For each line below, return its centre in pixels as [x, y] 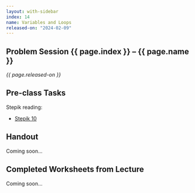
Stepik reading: [24, 107]
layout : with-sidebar [32, 11]
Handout [22, 137]
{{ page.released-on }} [34, 75]
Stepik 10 [25, 118]
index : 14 [18, 17]
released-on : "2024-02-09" [39, 28]
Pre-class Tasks [36, 93]
